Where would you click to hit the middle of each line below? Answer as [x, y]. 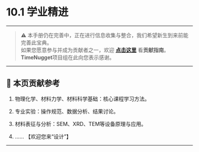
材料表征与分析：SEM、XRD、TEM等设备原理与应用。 [81, 124]
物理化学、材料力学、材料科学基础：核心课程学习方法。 [82, 99]
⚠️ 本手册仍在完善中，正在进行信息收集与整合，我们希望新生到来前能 [105, 35]
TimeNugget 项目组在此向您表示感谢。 [68, 57]
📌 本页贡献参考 [33, 83]
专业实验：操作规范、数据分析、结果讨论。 [67, 111]
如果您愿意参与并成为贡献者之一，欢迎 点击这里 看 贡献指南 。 [95, 50]
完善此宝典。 [36, 43]
